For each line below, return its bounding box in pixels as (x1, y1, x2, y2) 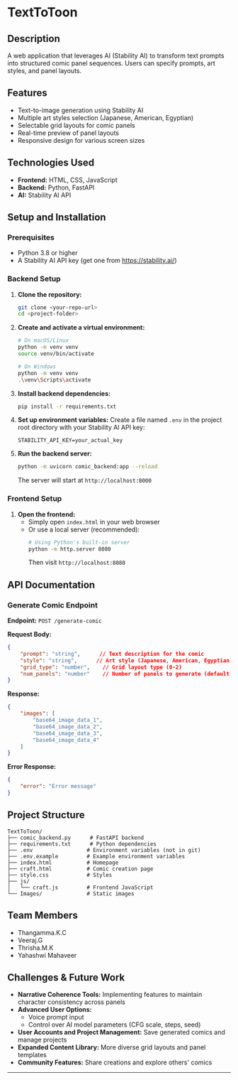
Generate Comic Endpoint (7, 600, 98, 610)
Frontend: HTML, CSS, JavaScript (17, 175, 118, 184)
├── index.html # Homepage (7, 859, 119, 866)
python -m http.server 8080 (28, 545, 111, 553)
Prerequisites (7, 232, 55, 242)
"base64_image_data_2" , (33, 723, 103, 730)
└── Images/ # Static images (7, 890, 135, 897)
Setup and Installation (7, 211, 106, 224)
